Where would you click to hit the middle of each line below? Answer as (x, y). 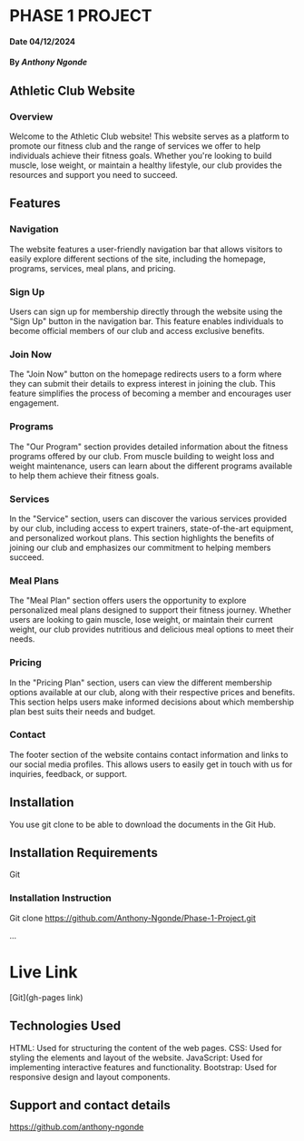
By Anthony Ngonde (49, 62)
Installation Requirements (84, 853)
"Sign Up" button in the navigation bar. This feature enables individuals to (147, 321)
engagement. (34, 403)
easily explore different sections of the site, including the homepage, (137, 259)
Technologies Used (65, 1026)
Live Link (44, 972)
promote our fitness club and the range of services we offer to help (135, 146)
